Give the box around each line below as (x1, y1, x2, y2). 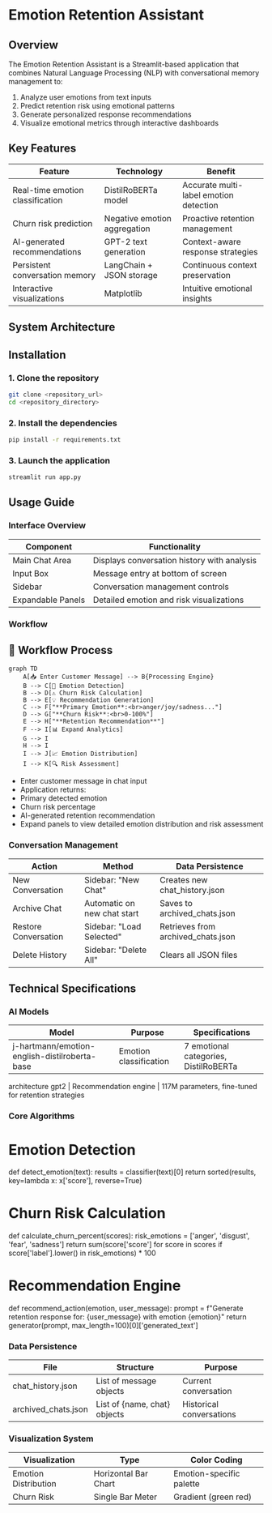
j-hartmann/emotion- (12, 1041, 96, 1052)
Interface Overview (8, 520, 87, 532)
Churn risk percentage (19, 802, 96, 812)
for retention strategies (8, 1090, 85, 1100)
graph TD (8, 665, 38, 673)
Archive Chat (12, 902, 62, 913)
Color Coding (189, 1454, 243, 1465)
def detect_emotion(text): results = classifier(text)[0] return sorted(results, (8, 1167, 257, 1177)
